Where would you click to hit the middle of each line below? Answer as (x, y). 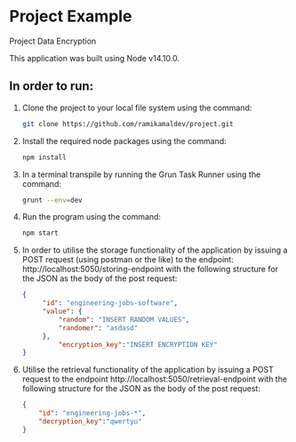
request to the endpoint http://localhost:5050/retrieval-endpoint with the (154, 379)
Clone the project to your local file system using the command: (137, 108)
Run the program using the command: (92, 217)
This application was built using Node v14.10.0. (95, 58)
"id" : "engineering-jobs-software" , (110, 303)
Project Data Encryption (53, 41)
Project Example (71, 16)
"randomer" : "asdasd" (98, 328)
